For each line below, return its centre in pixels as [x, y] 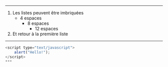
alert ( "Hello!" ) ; [32, 52]
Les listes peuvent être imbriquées [48, 13]
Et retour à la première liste [40, 34]
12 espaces [46, 29]
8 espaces [38, 23]
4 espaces [31, 18]
